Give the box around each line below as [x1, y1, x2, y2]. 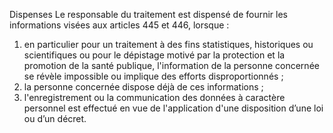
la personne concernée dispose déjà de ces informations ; [23, 81, 264, 93]
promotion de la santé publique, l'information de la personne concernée [23, 60, 320, 71]
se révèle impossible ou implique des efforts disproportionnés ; [23, 70, 284, 82]
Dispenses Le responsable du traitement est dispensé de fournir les [9, 9, 288, 20]
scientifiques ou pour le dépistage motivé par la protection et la [23, 49, 286, 61]
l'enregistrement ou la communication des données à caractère [23, 92, 286, 103]
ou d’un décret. [23, 113, 87, 124]
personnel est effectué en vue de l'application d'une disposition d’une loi [23, 102, 324, 114]
